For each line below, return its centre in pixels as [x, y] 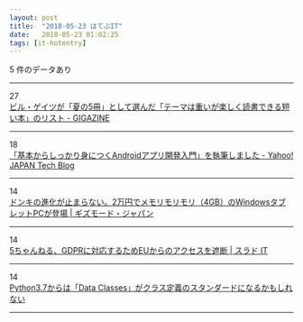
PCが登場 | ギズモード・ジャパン [93, 214]
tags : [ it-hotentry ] [48, 43]
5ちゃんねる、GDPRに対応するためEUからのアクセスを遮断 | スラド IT [139, 251]
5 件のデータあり [41, 69]
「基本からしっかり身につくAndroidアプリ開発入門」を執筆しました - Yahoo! [151, 155]
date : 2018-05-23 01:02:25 [64, 34]
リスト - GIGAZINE [75, 118]
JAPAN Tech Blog [42, 166]
